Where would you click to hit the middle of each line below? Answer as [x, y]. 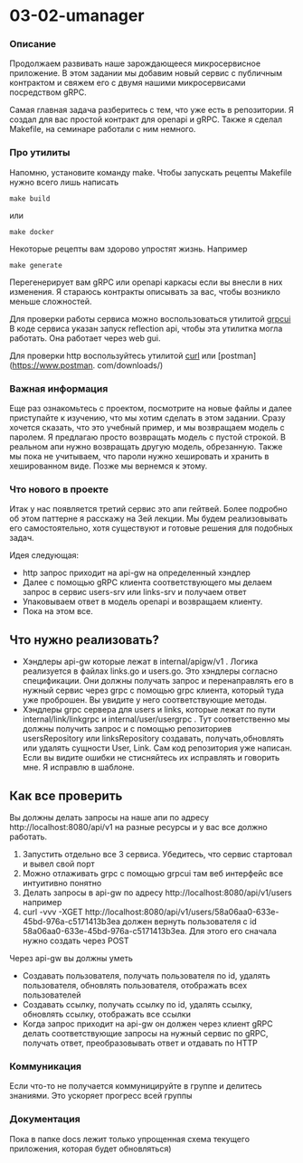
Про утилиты [40, 153]
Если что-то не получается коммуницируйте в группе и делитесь [136, 1086]
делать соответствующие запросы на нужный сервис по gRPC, [145, 1033]
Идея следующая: [44, 555]
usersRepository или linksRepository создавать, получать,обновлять [153, 739]
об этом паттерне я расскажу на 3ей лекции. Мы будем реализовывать [148, 519]
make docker [32, 232]
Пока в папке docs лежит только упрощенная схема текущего [130, 1139]
